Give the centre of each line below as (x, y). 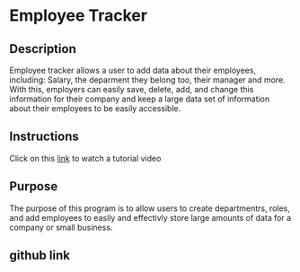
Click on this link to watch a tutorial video (85, 158)
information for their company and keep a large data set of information (140, 99)
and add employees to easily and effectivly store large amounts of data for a (150, 217)
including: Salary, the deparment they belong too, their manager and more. (147, 80)
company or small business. (61, 227)
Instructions (44, 137)
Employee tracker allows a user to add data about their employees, (133, 70)
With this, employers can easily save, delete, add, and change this (132, 89)
